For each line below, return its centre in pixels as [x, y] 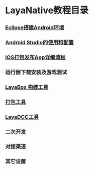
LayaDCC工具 [22, 117]
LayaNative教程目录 [47, 10]
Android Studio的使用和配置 [39, 43]
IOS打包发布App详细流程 [35, 57]
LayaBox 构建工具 [27, 87]
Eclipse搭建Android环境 [35, 27]
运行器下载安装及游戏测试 [36, 72]
